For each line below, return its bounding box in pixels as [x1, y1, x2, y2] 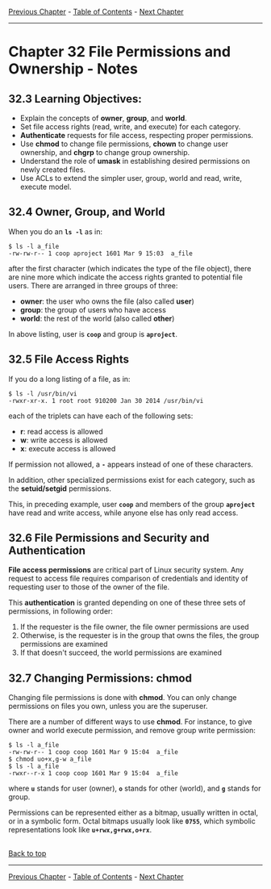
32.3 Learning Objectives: [8, 92, 143, 106]
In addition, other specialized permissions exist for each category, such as [8, 475, 256, 484]
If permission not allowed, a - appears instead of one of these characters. [8, 459, 254, 469]
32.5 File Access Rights [8, 353, 129, 367]
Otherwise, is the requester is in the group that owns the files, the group [19, 631, 260, 640]
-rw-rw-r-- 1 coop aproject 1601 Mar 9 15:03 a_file [8, 250, 194, 258]
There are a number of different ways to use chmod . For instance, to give [8, 717, 252, 727]
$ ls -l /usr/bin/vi [8, 389, 78, 398]
